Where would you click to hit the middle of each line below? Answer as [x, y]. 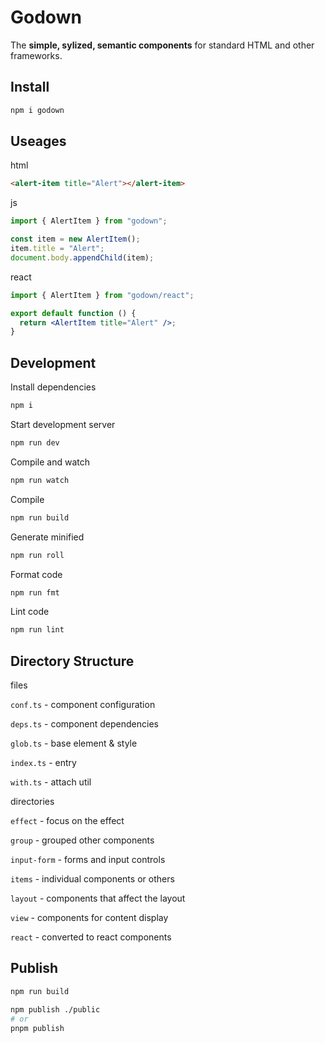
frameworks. [36, 55]
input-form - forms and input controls [88, 860]
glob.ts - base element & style [74, 743]
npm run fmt [35, 592]
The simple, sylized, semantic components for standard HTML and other [162, 45]
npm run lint [37, 630]
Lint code [30, 612]
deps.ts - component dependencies [84, 724]
